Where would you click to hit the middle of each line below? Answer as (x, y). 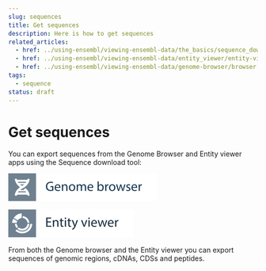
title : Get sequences (44, 25)
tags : (17, 75)
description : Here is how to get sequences (81, 33)
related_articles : (38, 42)
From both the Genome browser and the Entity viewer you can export (121, 250)
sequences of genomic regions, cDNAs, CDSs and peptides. (106, 258)
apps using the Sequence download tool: (75, 162)
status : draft (32, 92)
